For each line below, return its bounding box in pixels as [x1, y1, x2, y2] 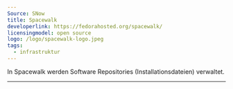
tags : [7, 42, 23, 49]
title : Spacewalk [7, 17, 58, 23]
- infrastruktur [13, 49, 60, 56]
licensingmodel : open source [7, 29, 92, 37]
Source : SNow [7, 10, 45, 17]
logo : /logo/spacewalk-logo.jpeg [7, 36, 104, 43]
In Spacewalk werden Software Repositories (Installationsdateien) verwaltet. [7, 67, 225, 76]
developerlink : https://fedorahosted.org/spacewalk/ [7, 23, 163, 30]
